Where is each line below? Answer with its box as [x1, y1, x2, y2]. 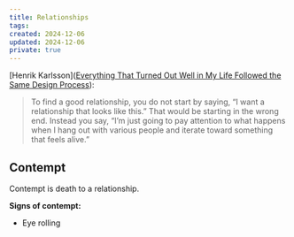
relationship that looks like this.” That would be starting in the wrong [30, 106, 279, 117]
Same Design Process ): [9, 80, 95, 90]
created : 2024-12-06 [9, 29, 86, 38]
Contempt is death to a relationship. [9, 183, 140, 194]
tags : [9, 21, 29, 30]
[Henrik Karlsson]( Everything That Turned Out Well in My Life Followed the [9, 70, 282, 80]
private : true [9, 46, 62, 55]
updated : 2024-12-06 [9, 37, 86, 47]
